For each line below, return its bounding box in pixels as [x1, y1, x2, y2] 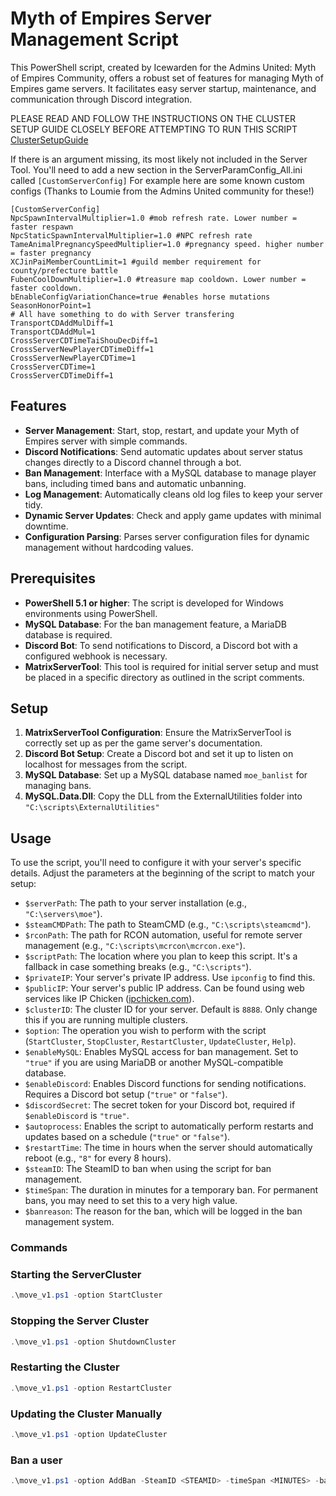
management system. [24, 1216, 115, 1228]
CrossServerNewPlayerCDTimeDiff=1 [10, 344, 155, 354]
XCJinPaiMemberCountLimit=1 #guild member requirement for [10, 257, 262, 267]
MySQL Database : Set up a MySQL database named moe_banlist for [24, 769, 308, 781]
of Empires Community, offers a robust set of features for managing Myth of [10, 72, 324, 84]
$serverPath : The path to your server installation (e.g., [24, 897, 248, 909]
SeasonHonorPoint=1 [10, 300, 92, 311]
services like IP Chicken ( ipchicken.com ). [24, 993, 195, 1005]
